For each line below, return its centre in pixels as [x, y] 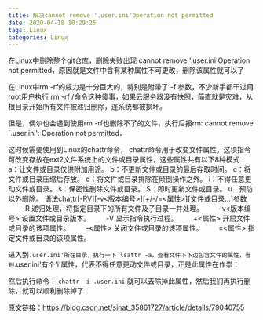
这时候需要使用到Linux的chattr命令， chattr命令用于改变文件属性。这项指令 [130, 150]
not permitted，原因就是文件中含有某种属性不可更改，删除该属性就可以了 [126, 71]
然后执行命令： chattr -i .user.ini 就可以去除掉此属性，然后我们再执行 [126, 281]
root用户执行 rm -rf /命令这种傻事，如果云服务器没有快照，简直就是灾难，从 [131, 97]
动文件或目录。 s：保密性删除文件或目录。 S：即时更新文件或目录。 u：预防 [131, 189]
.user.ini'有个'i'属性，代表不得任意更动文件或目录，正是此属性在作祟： [127, 264]
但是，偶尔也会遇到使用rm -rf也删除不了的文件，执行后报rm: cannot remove [131, 123]
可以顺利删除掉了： [60, 291]
